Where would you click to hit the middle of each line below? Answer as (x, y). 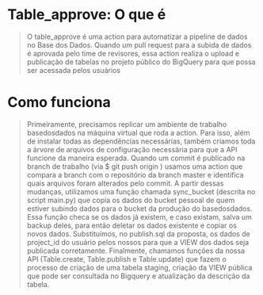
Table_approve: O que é (87, 15)
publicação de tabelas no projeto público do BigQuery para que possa (141, 62)
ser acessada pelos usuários (73, 70)
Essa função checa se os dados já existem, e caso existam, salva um (139, 216)
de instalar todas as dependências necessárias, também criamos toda (141, 141)
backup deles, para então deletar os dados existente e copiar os (131, 225)
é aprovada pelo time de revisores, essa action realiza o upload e (133, 53)
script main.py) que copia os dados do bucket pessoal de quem (131, 200)
